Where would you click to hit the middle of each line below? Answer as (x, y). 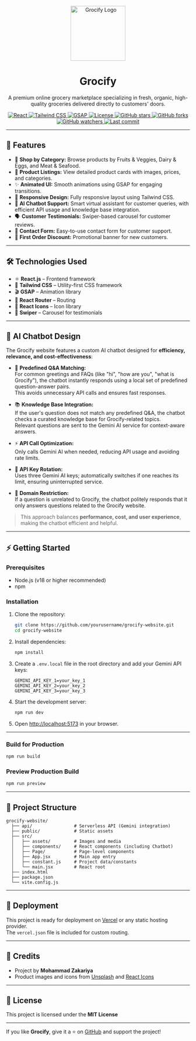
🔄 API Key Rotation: (38, 469)
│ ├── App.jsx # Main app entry (64, 857)
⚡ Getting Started (38, 548)
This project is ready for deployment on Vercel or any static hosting (87, 920)
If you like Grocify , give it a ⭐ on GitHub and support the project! (84, 1032)
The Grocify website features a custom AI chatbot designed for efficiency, (96, 350)
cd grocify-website (38, 631)
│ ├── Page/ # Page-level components (73, 852)
